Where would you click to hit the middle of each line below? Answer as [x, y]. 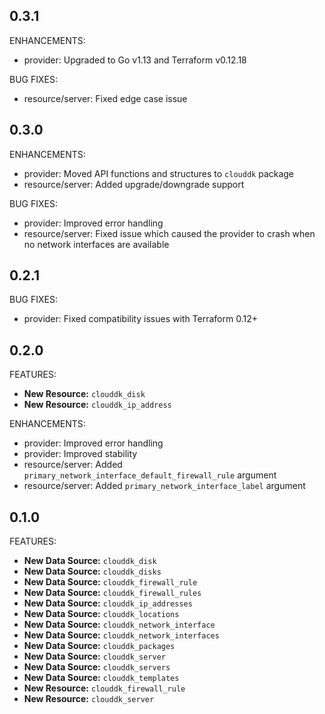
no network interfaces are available [96, 244]
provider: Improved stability [80, 454]
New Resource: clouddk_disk [84, 394]
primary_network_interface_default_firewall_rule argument [150, 475]
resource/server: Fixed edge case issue [105, 98]
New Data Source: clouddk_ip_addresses [108, 603]
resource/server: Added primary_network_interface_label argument [164, 486]
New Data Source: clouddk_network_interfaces [121, 635]
